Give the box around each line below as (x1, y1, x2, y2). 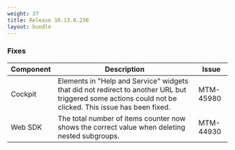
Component (10, 64, 51, 74)
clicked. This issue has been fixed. (57, 102, 171, 112)
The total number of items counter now (57, 113, 186, 123)
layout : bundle (7, 23, 52, 30)
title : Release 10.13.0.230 (7, 17, 90, 24)
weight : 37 (7, 10, 39, 17)
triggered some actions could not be (57, 93, 177, 103)
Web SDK (10, 122, 42, 132)
